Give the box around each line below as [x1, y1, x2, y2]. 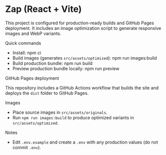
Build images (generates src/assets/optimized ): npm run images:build [12, 55, 157, 61]
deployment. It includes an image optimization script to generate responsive [5, 25, 162, 31]
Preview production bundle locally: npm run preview [12, 66, 120, 72]
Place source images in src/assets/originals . [12, 109, 108, 115]
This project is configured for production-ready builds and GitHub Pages [5, 20, 155, 26]
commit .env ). [12, 144, 41, 150]
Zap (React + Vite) [5, 3, 82, 15]
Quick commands [5, 40, 41, 46]
